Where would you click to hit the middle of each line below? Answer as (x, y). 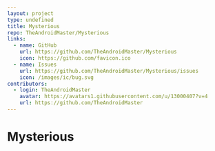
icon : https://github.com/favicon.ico (75, 58)
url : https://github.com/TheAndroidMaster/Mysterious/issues (109, 71)
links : (17, 39)
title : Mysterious (33, 26)
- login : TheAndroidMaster (52, 90)
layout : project (30, 13)
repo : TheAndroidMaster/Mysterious (58, 33)
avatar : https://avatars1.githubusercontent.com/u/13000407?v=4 (114, 97)
